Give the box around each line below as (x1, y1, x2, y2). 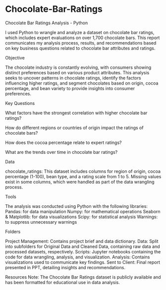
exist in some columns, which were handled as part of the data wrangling (5, 179, 155, 185)
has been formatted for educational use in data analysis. (5, 279, 120, 285)
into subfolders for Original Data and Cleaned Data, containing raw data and (5, 243, 160, 249)
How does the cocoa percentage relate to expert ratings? (5, 140, 122, 145)
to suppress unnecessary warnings (5, 219, 77, 225)
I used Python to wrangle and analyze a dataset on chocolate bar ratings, (5, 29, 155, 35)
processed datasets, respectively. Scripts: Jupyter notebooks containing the (5, 248, 161, 254)
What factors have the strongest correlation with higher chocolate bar (5, 110, 148, 116)
